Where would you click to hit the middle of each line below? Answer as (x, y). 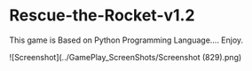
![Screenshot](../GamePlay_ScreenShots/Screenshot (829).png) (126, 57)
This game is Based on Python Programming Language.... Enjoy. (126, 40)
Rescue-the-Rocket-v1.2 (102, 16)
